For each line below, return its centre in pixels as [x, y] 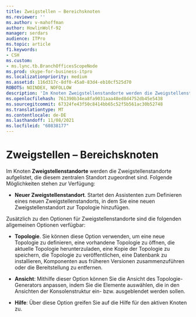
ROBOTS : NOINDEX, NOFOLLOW [39, 88]
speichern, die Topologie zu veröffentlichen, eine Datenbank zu [91, 255]
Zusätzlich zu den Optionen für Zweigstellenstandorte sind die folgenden [94, 219]
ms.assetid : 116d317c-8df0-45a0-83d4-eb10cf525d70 [69, 83]
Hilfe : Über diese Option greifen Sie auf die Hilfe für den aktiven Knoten [101, 302]
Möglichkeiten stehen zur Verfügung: [51, 183]
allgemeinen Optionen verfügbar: [46, 225]
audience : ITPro [26, 39]
